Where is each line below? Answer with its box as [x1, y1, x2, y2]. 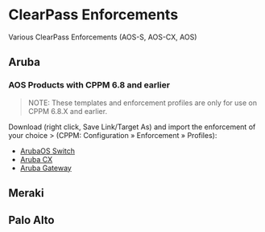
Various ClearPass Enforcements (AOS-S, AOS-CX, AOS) [8, 32, 197, 42]
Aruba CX [19, 154, 53, 164]
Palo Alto [8, 214, 55, 227]
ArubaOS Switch [19, 146, 75, 156]
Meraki [8, 186, 44, 200]
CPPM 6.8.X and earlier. [27, 106, 107, 116]
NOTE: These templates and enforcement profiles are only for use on [27, 98, 258, 108]
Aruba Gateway [19, 163, 72, 173]
